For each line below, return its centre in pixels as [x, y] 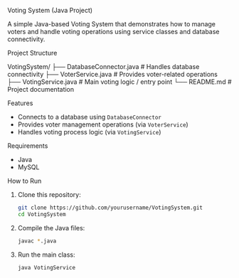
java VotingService [47, 267]
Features [20, 103]
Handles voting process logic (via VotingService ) [89, 132]
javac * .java [37, 241]
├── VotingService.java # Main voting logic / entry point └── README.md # [120, 82]
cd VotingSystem [42, 214]
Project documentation [41, 89]
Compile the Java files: [51, 228]
